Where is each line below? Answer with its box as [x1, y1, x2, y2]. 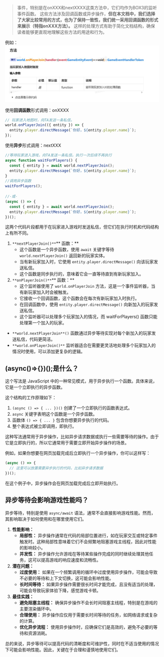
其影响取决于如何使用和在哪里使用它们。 [5, 516, 86, 522]
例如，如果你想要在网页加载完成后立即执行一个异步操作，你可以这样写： [5, 450, 150, 456]
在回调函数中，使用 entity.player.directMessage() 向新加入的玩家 [19, 301, 154, 307]
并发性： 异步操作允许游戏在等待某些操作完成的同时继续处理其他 [19, 551, 149, 556]
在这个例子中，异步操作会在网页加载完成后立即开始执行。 [5, 480, 121, 486]
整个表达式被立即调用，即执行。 [12, 424, 77, 429]
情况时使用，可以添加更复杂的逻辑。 [12, 349, 85, 355]
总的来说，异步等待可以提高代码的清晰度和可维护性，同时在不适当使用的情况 [5, 640, 159, 646]
